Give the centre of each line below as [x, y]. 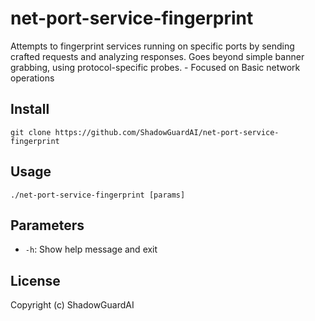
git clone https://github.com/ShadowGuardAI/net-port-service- [145, 132]
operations [32, 78]
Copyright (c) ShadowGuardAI [72, 305]
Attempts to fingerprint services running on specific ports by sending [152, 46]
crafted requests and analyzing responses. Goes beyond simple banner [157, 56]
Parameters [47, 225]
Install [30, 109]
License [35, 280]
